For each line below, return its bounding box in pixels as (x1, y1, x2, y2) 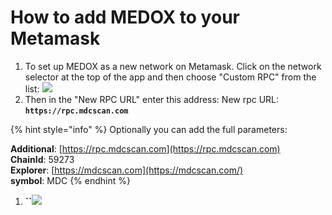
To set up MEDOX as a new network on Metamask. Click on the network (24, 60, 322, 72)
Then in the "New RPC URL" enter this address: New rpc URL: (24, 93, 280, 105)
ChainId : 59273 (10, 153, 75, 165)
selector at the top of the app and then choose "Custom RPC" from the (24, 71, 317, 83)
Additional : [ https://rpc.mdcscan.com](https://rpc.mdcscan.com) (10, 142, 281, 155)
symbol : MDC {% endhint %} (10, 174, 131, 186)
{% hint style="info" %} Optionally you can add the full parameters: (10, 123, 288, 135)
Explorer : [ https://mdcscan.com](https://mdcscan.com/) (10, 164, 244, 176)
